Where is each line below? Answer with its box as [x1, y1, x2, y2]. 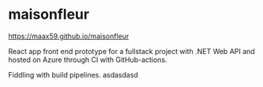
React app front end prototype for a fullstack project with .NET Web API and [8, 46, 255, 56]
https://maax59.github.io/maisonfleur [8, 31, 130, 41]
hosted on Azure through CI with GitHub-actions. [8, 55, 167, 64]
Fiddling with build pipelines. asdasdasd [8, 70, 138, 79]
